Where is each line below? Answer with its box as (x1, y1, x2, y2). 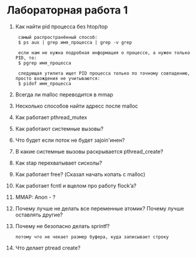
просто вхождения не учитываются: (15, 75, 100, 81)
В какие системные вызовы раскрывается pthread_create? (15, 148, 164, 155)
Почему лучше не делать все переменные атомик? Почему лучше (15, 205, 184, 212)
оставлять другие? (15, 211, 63, 218)
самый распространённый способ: (18, 34, 98, 40)
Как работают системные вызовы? (15, 125, 104, 132)
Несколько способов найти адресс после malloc (15, 102, 138, 109)
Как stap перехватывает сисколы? (15, 159, 103, 166)
